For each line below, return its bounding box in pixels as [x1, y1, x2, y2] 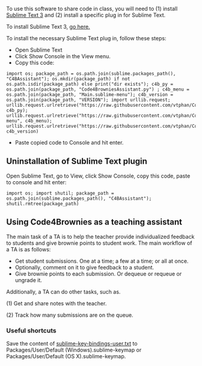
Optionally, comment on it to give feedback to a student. [14, 263, 155, 271]
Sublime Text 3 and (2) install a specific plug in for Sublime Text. [6, 11, 166, 19]
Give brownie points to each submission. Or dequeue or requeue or [14, 270, 182, 277]
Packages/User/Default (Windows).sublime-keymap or [6, 346, 142, 353]
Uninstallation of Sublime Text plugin [6, 156, 147, 167]
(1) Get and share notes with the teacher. [6, 299, 107, 307]
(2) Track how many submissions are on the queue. [6, 311, 133, 319]
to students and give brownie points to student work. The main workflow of [6, 239, 192, 247]
